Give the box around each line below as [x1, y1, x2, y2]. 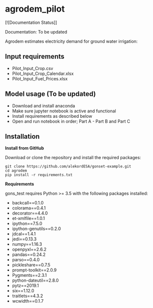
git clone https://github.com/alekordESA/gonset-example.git [5, 164, 132, 169]
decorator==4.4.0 [12, 210, 48, 216]
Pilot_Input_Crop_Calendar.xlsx [12, 71, 74, 76]
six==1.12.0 [12, 288, 34, 294]
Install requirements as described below [12, 113, 92, 119]
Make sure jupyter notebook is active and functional [12, 108, 117, 114]
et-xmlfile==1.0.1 [12, 216, 45, 221]
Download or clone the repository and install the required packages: [5, 155, 141, 161]
